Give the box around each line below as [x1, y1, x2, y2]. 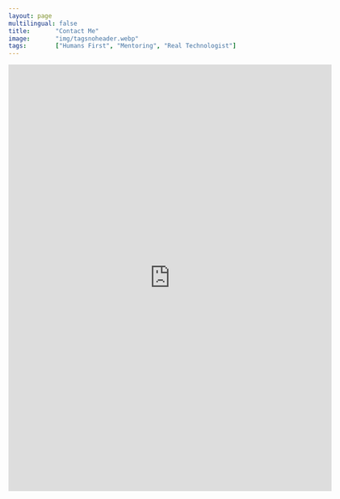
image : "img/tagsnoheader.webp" [8, 34, 139, 43]
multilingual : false [8, 19, 78, 27]
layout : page [8, 11, 52, 20]
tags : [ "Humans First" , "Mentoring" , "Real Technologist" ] [8, 42, 237, 50]
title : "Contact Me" [8, 27, 99, 35]
